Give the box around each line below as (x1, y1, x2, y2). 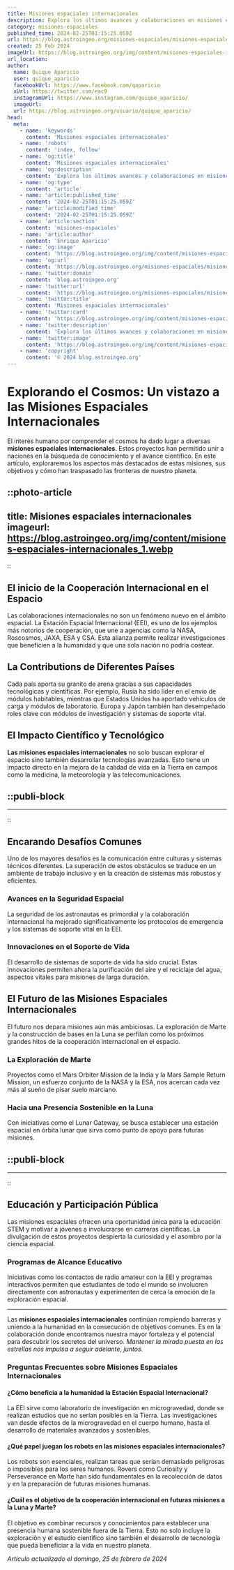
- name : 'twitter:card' (19, 308, 89, 316)
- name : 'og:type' (19, 179, 73, 186)
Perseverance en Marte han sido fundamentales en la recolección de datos (7, 1472, 223, 1481)
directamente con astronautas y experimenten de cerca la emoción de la (7, 1288, 216, 1296)
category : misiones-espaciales (7, 23, 98, 30)
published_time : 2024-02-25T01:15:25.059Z (7, 29, 132, 37)
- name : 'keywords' (19, 127, 77, 134)
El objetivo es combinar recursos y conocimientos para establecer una (7, 1518, 210, 1527)
